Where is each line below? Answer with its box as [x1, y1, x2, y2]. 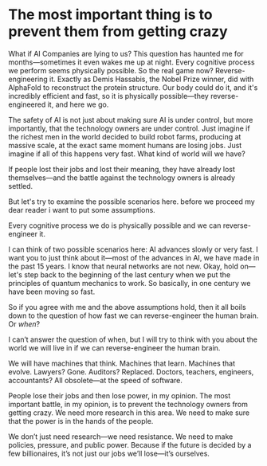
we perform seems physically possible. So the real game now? [8, 65, 214, 75]
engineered [8, 100, 46, 109]
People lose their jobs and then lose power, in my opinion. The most [8, 390, 231, 400]
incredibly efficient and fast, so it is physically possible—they [8, 91, 209, 100]
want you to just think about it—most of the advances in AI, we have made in [8, 253, 260, 262]
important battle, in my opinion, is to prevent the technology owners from [8, 399, 249, 409]
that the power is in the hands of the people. [8, 416, 154, 425]
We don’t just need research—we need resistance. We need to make [8, 432, 234, 441]
